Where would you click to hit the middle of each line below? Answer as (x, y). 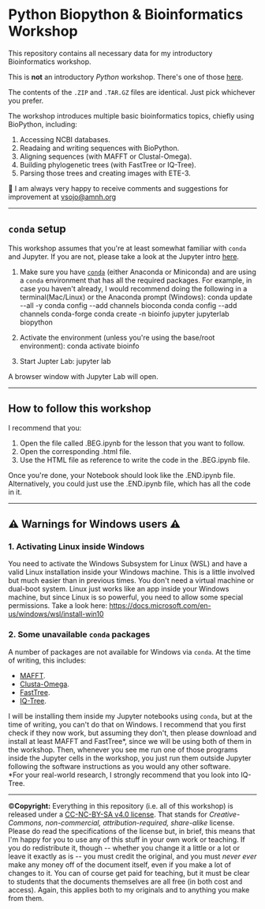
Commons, (26, 822)
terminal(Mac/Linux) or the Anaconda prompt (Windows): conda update (136, 297)
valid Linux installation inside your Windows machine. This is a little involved (132, 572)
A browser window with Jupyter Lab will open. (84, 376)
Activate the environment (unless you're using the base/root (117, 337)
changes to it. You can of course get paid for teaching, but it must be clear (129, 873)
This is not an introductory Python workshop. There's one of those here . (126, 77)
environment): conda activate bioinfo (79, 346)
